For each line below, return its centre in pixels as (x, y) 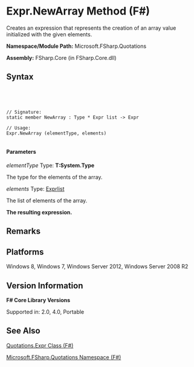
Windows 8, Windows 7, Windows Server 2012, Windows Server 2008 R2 (97, 266)
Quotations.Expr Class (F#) (40, 345)
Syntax (20, 77)
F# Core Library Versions (38, 300)
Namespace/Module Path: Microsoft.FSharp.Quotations (76, 46)
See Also (23, 331)
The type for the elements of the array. (54, 177)
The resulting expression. (39, 212)
